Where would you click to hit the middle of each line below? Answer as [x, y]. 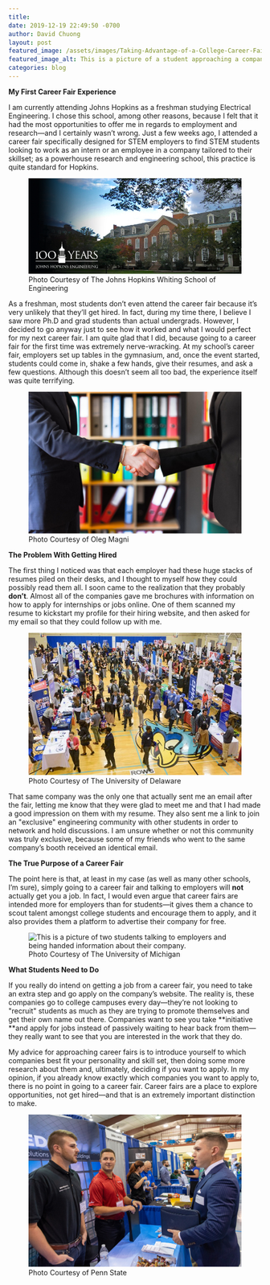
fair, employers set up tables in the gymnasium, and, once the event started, [134, 354]
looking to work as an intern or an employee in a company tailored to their [131, 149]
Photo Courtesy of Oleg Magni [79, 539]
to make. [23, 1103]
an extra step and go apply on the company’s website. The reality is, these [131, 994]
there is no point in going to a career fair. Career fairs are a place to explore [133, 1087]
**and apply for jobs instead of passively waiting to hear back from [119, 1028]
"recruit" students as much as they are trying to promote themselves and [129, 1011]
